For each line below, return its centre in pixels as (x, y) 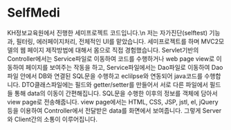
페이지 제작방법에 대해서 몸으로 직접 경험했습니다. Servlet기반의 (113, 50)
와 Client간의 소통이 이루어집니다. (53, 119)
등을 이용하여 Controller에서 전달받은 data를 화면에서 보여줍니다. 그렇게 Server (114, 110)
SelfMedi (34, 13)
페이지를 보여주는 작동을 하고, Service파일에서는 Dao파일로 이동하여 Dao (124, 67)
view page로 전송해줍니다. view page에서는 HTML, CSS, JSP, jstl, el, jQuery (113, 102)
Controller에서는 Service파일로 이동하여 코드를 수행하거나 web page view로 (111, 58)
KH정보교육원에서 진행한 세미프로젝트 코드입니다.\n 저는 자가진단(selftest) (108, 32)
